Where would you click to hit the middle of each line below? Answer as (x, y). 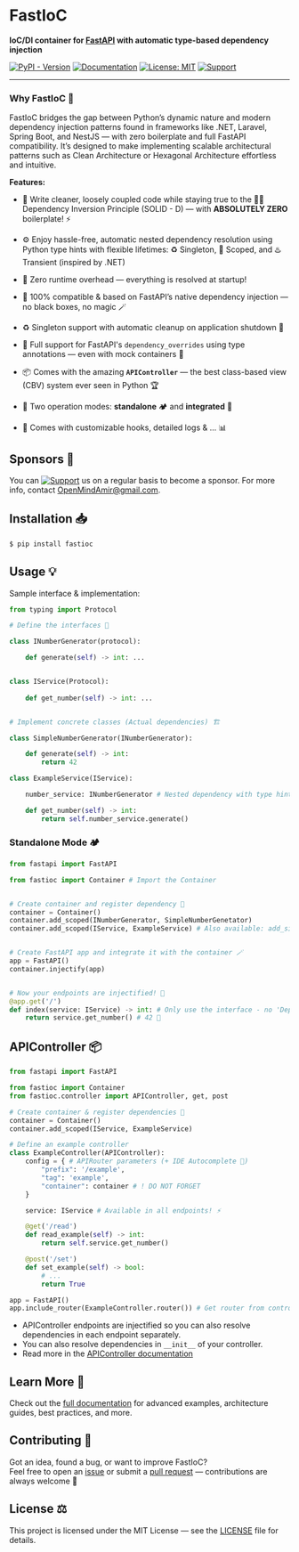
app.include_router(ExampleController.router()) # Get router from (137, 1308)
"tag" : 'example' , (75, 1178)
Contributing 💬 (51, 1440)
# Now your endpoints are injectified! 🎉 (87, 993)
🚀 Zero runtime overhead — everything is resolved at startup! (134, 280)
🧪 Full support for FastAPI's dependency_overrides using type (133, 345)
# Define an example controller (69, 1145)
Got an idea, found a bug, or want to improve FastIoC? (108, 1462)
